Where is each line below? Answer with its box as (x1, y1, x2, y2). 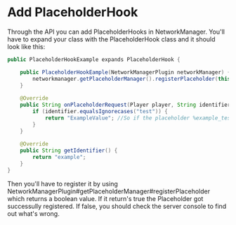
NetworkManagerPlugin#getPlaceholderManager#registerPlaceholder (7, 187, 211, 195)
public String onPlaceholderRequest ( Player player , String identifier (20, 101, 231, 109)
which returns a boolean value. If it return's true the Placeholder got (7, 194, 204, 202)
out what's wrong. (7, 209, 60, 218)
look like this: (7, 42, 46, 51)
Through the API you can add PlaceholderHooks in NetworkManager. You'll (7, 27, 225, 36)
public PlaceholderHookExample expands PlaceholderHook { (7, 56, 181, 63)
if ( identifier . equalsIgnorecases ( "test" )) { (32, 108, 169, 115)
